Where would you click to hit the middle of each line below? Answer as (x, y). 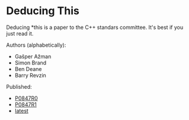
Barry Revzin (30, 75)
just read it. (20, 33)
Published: (19, 86)
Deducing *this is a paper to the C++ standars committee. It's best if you (95, 27)
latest (21, 111)
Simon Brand (31, 63)
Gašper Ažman (33, 56)
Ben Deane (28, 69)
